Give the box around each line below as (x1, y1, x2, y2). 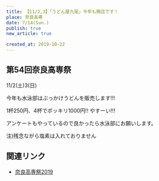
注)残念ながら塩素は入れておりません (6, 132, 96, 139)
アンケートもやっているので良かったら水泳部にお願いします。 (6, 119, 157, 126)
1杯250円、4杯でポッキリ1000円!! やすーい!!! (6, 107, 116, 114)
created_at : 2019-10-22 (6, 42, 66, 47)
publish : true (6, 25, 42, 31)
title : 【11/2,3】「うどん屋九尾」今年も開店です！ (6, 8, 119, 15)
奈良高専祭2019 (14, 168, 54, 175)
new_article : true (6, 31, 52, 37)
